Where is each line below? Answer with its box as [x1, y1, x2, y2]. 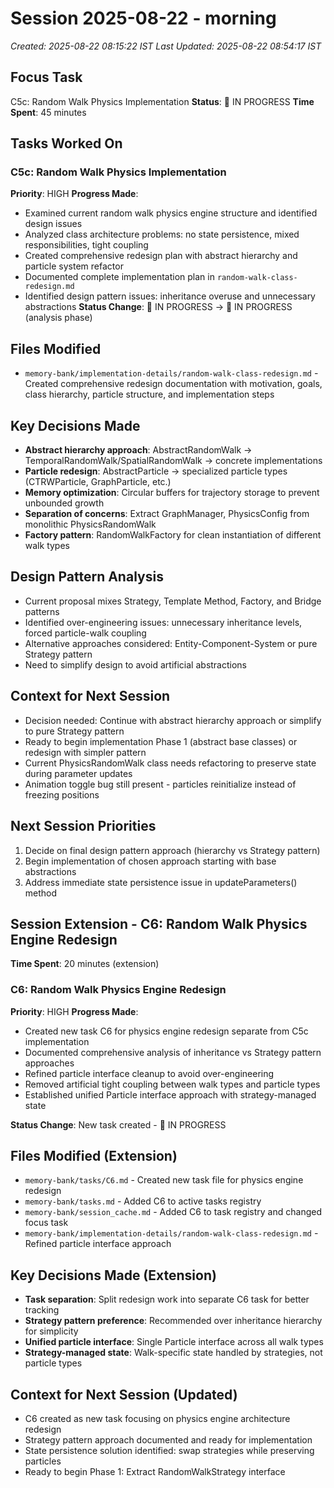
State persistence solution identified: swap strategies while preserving [24, 1445, 315, 1457]
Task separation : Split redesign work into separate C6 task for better [24, 1293, 310, 1306]
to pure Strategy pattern [24, 725, 125, 737]
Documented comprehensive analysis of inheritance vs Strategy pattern [24, 1046, 322, 1058]
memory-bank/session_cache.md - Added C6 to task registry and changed [24, 1206, 322, 1218]
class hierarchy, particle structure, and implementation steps [24, 388, 275, 401]
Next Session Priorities [10, 818, 157, 835]
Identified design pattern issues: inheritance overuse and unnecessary [24, 290, 316, 302]
